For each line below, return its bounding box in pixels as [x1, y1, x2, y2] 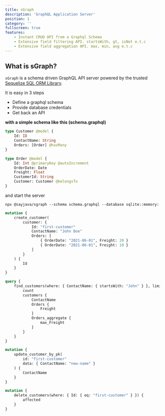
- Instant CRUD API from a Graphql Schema [14, 35, 102, 40]
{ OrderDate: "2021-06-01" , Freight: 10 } [40, 243, 129, 248]
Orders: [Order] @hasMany [14, 143, 67, 148]
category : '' [5, 21, 32, 26]
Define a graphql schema [12, 99, 64, 105]
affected [23, 397, 41, 403]
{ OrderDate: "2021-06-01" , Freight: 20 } [40, 238, 129, 243]
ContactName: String [14, 138, 56, 143]
